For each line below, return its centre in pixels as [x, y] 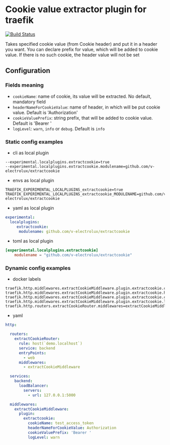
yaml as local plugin [33, 208]
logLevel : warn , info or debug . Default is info [59, 128]
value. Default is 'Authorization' [45, 112]
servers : [33, 390]
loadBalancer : [34, 386]
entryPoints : [32, 353]
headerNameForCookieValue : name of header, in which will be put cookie [86, 107]
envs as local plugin [33, 180]
